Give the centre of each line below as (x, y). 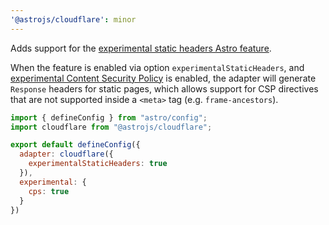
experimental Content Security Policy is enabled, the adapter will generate (163, 78)
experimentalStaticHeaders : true (98, 164)
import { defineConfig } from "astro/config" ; (109, 117)
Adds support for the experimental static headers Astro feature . (141, 48)
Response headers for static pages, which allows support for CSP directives (164, 88)
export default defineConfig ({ (75, 145)
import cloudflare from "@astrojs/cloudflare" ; (111, 127)
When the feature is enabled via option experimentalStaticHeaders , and (157, 67)
